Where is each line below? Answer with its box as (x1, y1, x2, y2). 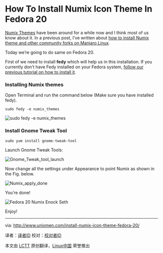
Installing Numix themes (5, 81, 64, 88)
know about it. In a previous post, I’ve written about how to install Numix (5, 35, 149, 41)
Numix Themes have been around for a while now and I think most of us (5, 30, 149, 35)
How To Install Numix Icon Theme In (5, 3, 153, 15)
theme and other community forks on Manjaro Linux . (5, 40, 110, 46)
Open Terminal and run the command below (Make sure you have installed (5, 92, 154, 98)
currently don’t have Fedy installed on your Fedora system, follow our (5, 64, 144, 70)
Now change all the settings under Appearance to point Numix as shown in (5, 166, 155, 172)
